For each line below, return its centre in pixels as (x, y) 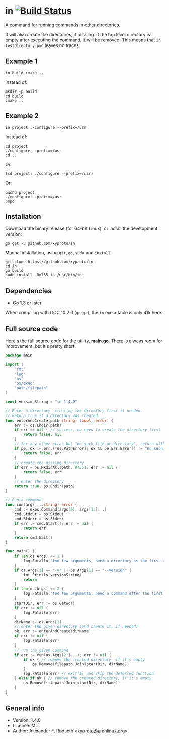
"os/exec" (25, 383)
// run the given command (41, 650)
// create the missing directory (49, 463)
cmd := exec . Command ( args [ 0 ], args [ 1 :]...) (61, 510)
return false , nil (43, 435)
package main (19, 355)
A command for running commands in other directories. (63, 25)
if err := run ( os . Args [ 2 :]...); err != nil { (63, 655)
